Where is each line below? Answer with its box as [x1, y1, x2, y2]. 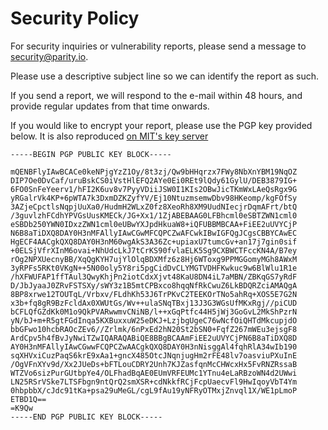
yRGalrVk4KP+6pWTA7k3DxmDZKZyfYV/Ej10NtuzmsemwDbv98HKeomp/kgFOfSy [10, 193, 298, 203]
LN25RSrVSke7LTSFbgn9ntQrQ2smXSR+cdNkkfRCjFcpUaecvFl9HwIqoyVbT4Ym [10, 377, 298, 387]
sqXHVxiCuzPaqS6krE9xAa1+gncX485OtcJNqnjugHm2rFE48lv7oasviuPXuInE [10, 350, 298, 361]
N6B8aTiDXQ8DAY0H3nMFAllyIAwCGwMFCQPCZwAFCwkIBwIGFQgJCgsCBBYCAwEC [10, 228, 298, 238]
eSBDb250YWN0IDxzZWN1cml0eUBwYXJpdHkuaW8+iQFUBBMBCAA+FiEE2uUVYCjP [10, 219, 298, 229]
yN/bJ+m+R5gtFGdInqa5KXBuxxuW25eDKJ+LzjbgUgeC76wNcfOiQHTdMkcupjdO [10, 315, 298, 326]
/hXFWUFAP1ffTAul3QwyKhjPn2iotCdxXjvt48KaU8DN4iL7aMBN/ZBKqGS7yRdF [10, 272, 298, 282]
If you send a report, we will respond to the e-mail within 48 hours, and [10, 89, 303, 101]
